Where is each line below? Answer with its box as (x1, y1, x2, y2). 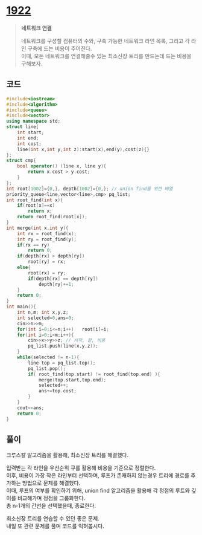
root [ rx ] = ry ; (28, 270, 66, 276)
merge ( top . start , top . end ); (38, 377, 107, 383)
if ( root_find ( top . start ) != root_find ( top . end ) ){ (28, 371, 161, 377)
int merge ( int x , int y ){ (6, 225, 69, 231)
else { (17, 264, 31, 270)
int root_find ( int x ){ (6, 197, 63, 203)
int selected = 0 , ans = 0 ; (17, 315, 74, 321)
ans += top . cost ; (38, 388, 77, 394)
